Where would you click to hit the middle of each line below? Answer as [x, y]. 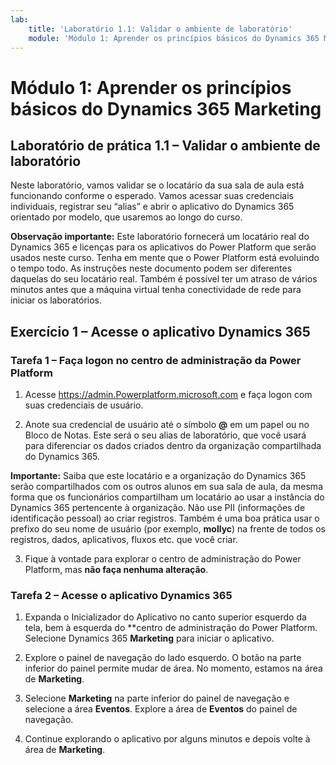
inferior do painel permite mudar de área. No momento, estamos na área [173, 668]
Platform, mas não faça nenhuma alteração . [116, 570]
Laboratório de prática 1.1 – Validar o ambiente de [165, 145]
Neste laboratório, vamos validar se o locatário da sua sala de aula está [157, 185]
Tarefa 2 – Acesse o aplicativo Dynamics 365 [121, 595]
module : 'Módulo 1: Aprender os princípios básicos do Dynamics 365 [174, 38]
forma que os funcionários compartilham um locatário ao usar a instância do [167, 497]
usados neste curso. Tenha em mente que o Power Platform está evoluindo [165, 258]
